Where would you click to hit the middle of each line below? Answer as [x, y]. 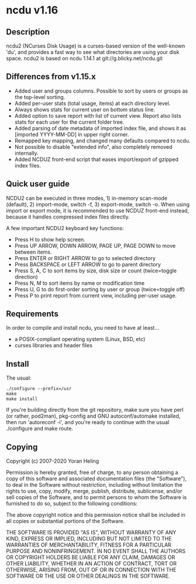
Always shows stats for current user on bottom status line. [85, 110]
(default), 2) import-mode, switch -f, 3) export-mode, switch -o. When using [98, 204]
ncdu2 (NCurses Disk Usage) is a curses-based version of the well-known [96, 46]
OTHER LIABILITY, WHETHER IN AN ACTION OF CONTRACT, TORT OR [91, 563]
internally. [26, 153]
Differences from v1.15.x [51, 77]
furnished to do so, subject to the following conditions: [72, 504]
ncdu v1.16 [32, 10]
